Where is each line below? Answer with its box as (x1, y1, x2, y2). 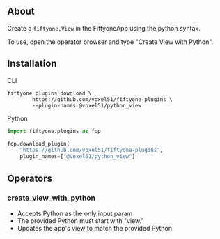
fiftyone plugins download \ (7, 90, 92, 97)
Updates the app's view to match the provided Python (17, 224, 173, 232)
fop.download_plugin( (7, 140, 70, 147)
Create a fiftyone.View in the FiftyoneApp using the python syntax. (7, 24, 201, 32)
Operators (7, 172, 53, 184)
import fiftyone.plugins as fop (7, 128, 101, 134)
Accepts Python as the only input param (17, 209, 133, 217)
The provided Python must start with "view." (17, 216, 144, 225)
